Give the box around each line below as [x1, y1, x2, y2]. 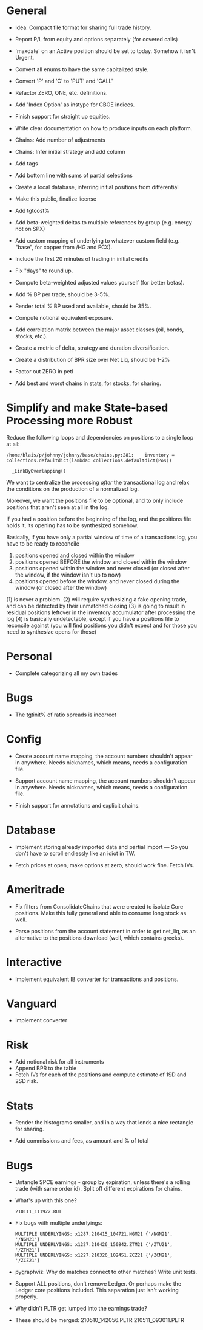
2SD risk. [15, 1078, 38, 1085]
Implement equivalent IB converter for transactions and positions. [15, 975, 179, 983]
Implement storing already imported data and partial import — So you [15, 843, 188, 850]
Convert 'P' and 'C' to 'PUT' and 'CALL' [15, 77, 113, 85]
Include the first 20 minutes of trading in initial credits [15, 255, 149, 262]
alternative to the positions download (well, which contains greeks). [15, 934, 184, 941]
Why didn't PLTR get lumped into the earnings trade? [15, 1305, 147, 1312]
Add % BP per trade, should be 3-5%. [15, 290, 110, 298]
